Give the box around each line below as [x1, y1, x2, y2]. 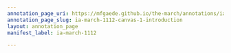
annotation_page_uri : [7, 10, 69, 17]
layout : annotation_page [7, 23, 78, 30]
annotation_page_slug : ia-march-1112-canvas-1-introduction [7, 17, 184, 23]
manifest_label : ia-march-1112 [7, 29, 97, 36]
